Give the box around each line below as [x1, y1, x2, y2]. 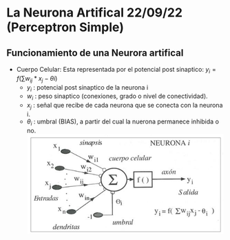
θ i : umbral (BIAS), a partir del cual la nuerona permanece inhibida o [26, 117, 220, 127]
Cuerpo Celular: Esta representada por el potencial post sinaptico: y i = [16, 66, 216, 75]
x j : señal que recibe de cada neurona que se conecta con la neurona [26, 101, 223, 111]
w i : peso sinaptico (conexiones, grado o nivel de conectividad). [26, 92, 208, 102]
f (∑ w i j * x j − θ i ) [16, 74, 58, 84]
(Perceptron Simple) [6, 19, 125, 35]
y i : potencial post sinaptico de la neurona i [26, 83, 149, 93]
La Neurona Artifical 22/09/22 [6, 5, 183, 21]
